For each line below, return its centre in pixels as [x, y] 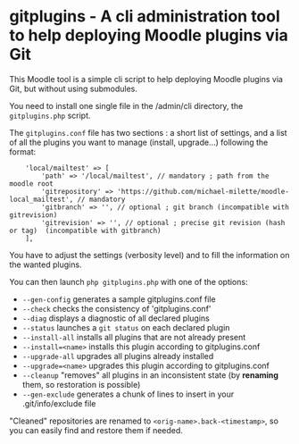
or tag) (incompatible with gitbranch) [86, 230]
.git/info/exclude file [59, 403]
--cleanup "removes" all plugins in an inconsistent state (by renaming [150, 375]
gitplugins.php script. [50, 115]
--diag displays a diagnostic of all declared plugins [116, 318]
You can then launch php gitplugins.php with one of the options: [129, 281]
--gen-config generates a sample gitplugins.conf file [119, 299]
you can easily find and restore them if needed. [96, 430]
